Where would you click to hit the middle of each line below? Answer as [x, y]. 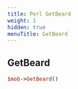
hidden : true [27, 27]
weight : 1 [22, 21]
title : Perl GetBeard [39, 14]
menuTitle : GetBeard [38, 34]
